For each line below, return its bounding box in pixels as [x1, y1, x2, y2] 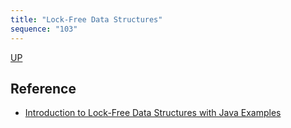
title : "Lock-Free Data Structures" [10, 14, 163, 25]
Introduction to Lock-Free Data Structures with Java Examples [24, 107, 282, 119]
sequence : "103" [10, 24, 78, 34]
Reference [10, 80, 77, 97]
